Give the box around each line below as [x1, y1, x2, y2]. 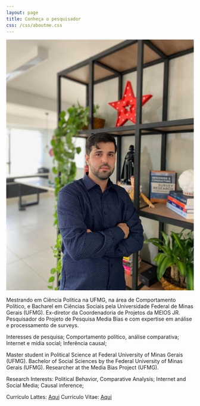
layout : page [6, 10, 39, 16]
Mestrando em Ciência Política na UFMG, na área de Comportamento [6, 296, 176, 304]
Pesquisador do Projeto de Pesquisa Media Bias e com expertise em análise [6, 315, 192, 322]
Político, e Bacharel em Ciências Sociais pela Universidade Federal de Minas [6, 303, 193, 310]
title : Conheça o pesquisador [6, 16, 82, 22]
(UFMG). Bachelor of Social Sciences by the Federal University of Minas [6, 358, 183, 365]
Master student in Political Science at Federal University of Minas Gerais [6, 351, 183, 358]
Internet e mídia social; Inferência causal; [6, 340, 107, 347]
